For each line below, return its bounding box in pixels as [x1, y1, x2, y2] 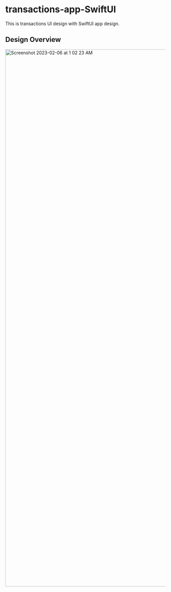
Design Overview [5, 35, 61, 44]
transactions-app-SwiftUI [5, 4, 116, 15]
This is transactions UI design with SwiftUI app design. [5, 20, 120, 27]
